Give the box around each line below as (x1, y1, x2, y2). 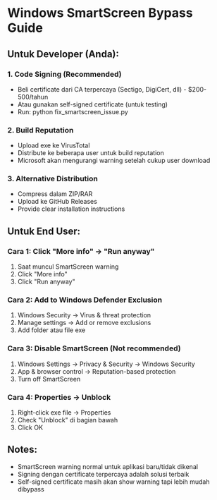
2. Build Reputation (7, 125, 74, 135)
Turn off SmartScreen (17, 374, 81, 383)
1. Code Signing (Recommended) (7, 69, 122, 79)
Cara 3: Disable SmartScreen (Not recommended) (7, 343, 181, 353)
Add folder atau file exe (17, 326, 86, 334)
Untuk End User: (7, 225, 81, 237)
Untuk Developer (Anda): (7, 48, 120, 60)
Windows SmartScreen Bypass (7, 5, 193, 21)
